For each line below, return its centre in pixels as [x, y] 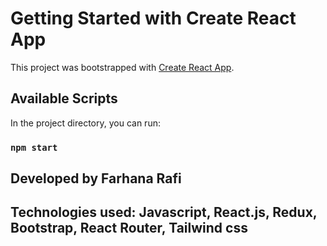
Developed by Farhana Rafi [96, 178]
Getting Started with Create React [153, 18]
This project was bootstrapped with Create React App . [122, 67]
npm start [34, 147]
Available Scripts [64, 98]
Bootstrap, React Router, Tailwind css [129, 228]
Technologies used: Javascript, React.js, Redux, [164, 212]
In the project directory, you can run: [85, 123]
